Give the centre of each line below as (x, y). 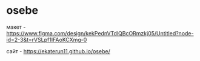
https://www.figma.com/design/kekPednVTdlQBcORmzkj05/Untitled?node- (100, 33)
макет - (16, 27)
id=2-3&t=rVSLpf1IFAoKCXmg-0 (47, 39)
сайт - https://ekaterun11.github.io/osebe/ (58, 51)
